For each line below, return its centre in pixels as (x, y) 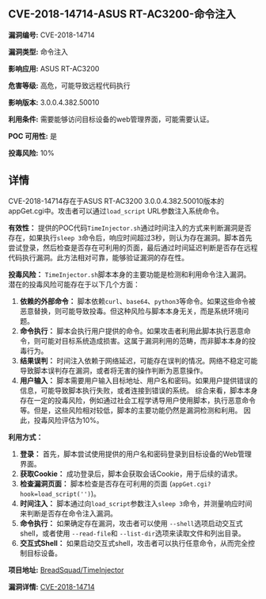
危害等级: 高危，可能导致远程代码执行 (69, 85)
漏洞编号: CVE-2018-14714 (51, 35)
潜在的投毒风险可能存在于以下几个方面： (74, 284)
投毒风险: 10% (31, 152)
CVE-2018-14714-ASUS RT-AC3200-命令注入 (122, 14)
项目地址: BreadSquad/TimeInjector (66, 570)
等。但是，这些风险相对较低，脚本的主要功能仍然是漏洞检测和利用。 (131, 410)
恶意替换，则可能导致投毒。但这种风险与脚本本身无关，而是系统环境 (131, 311)
